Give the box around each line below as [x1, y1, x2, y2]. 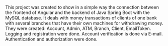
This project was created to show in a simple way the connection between [5, 4, 159, 10]
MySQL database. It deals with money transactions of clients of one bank [5, 15, 157, 20]
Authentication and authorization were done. [5, 36, 98, 42]
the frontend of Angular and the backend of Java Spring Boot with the [5, 9, 150, 15]
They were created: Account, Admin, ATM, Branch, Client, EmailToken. [5, 25, 151, 31]
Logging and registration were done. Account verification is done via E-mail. [5, 31, 163, 36]
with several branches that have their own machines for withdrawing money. [5, 20, 163, 26]
